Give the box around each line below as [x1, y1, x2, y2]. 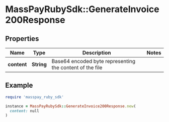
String [32, 61, 47, 68]
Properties [5, 34, 39, 43]
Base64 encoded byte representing [51, 58, 136, 65]
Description [82, 49, 111, 56]
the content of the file [51, 64, 103, 71]
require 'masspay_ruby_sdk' [5, 94, 64, 99]
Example [5, 81, 33, 90]
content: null [10, 108, 39, 113]
